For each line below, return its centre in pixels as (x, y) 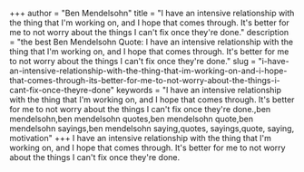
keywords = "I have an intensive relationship (199, 90)
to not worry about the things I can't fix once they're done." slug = (133, 61)
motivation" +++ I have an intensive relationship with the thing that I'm (141, 138)
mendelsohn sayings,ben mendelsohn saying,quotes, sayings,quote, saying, (152, 129)
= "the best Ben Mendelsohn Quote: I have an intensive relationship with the (152, 42)
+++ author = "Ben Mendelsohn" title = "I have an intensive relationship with (152, 13)
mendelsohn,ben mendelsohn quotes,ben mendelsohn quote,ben (132, 119)
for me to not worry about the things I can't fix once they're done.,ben (140, 109)
